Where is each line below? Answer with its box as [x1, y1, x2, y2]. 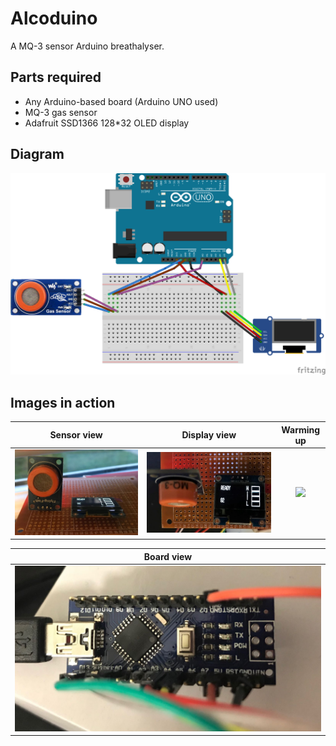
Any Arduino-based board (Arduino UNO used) [24, 95, 219, 107]
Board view [143, 550, 193, 562]
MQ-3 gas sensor [24, 106, 98, 118]
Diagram [10, 146, 65, 163]
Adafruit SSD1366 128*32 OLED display [24, 117, 190, 129]
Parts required [10, 69, 102, 86]
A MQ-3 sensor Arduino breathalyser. [10, 40, 165, 52]
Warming [281, 423, 321, 436]
